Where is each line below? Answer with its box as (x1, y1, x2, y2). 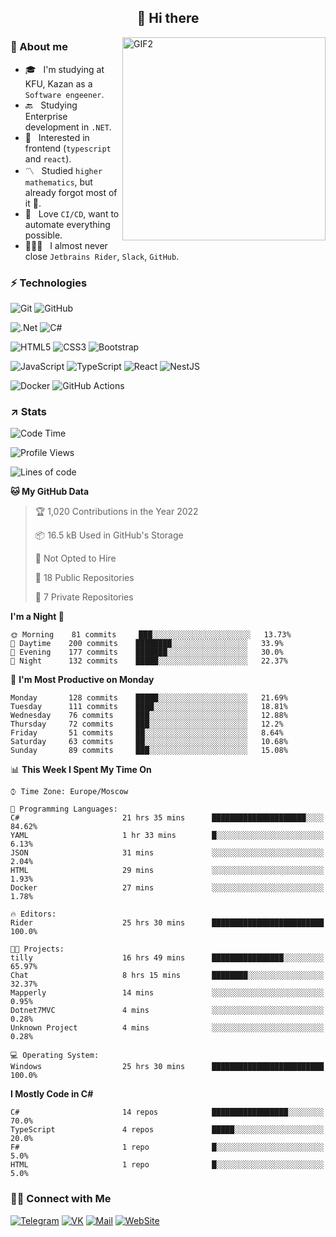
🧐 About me (10, 40, 68, 54)
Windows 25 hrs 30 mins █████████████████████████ (10, 1062, 325, 1072)
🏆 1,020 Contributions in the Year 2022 (34, 506, 199, 518)
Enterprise (24, 110, 68, 122)
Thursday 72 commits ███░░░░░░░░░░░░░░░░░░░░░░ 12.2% (10, 719, 284, 730)
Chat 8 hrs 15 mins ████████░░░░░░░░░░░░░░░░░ (10, 971, 325, 981)
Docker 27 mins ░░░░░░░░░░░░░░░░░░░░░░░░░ (10, 883, 325, 893)
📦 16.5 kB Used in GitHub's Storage (34, 529, 184, 541)
